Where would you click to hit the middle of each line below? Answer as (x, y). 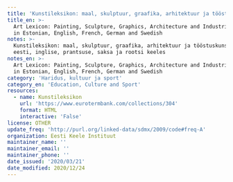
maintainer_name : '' (37, 143)
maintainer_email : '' (38, 149)
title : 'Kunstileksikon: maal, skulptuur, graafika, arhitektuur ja (108, 13)
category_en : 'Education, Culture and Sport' (74, 84)
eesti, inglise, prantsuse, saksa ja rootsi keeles (90, 53)
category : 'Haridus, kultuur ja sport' (65, 78)
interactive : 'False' (51, 116)
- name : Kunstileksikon (48, 98)
